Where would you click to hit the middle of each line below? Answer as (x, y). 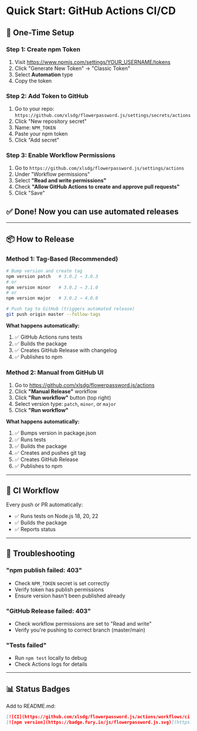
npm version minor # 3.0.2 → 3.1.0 (52, 287)
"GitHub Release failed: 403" (48, 611)
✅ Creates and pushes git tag (50, 453)
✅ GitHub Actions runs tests (48, 337)
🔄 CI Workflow (33, 490)
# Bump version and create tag (44, 271)
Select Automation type (44, 74)
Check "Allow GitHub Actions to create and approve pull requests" (97, 187)
